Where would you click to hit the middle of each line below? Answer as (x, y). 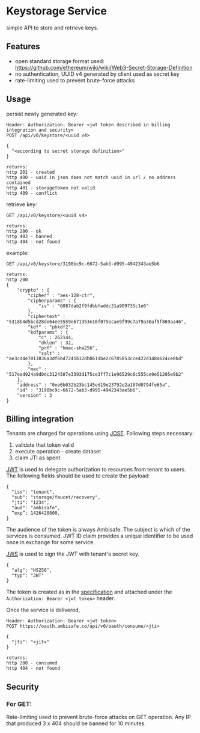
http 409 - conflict (32, 193)
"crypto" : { (33, 290)
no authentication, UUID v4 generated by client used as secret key (97, 74)
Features (23, 47)
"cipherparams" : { (52, 301)
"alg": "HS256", (32, 570)
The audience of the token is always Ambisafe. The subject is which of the (98, 530)
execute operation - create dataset (58, 452)
